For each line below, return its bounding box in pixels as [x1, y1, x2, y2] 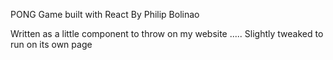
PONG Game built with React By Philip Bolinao [10, 9, 200, 20]
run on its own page [10, 39, 93, 50]
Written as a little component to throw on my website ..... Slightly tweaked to [10, 28, 324, 39]
